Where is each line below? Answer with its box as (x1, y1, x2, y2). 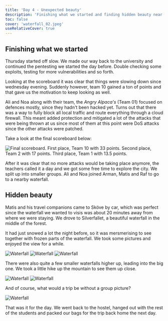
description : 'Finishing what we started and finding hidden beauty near (5, 12, 163, 17)
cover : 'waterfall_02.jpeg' (5, 21, 64, 27)
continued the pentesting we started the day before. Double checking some (5, 63, 161, 69)
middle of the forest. (5, 220, 48, 226)
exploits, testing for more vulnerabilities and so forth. (5, 68, 114, 74)
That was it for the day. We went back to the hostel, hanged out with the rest (5, 304, 163, 310)
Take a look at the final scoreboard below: (5, 135, 92, 141)
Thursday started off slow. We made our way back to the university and (5, 58, 153, 64)
